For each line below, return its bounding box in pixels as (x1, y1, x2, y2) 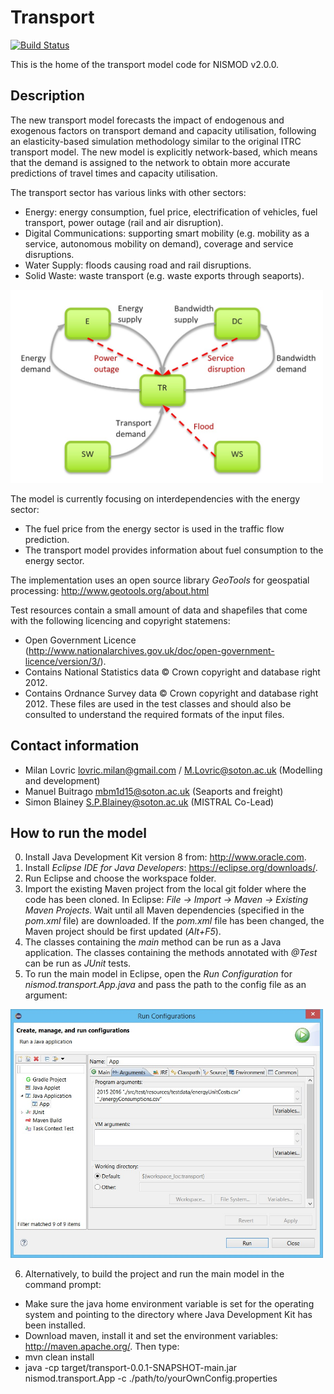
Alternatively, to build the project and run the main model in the (24, 1267, 285, 1280)
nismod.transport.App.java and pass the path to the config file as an (24, 979, 307, 991)
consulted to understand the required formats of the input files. (24, 708, 285, 720)
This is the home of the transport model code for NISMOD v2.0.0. (10, 58, 280, 70)
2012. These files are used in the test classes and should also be (24, 697, 292, 710)
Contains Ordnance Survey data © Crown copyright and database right (24, 687, 319, 699)
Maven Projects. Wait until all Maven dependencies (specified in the (24, 904, 305, 916)
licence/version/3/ (24, 655, 101, 667)
